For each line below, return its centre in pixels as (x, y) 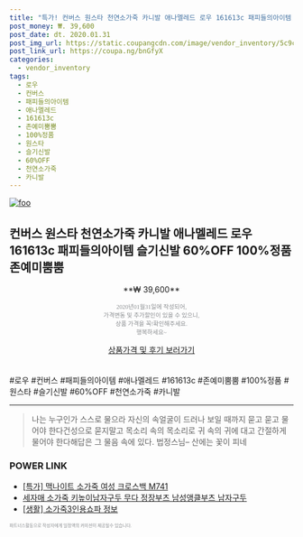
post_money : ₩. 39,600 (52, 26)
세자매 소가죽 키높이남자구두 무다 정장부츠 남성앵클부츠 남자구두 (134, 498)
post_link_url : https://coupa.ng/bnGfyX (87, 51)
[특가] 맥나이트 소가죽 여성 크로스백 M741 (95, 486)
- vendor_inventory (54, 69)
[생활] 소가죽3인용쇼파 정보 (70, 509)
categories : (32, 60)
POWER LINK (38, 466)
